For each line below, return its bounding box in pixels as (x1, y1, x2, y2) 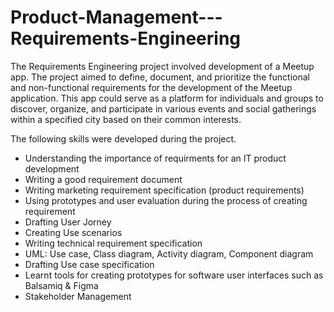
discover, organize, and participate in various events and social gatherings (10, 102, 317, 115)
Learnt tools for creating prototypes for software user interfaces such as (24, 269, 324, 281)
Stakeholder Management (24, 290, 132, 302)
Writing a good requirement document (24, 173, 183, 185)
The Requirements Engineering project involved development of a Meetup (10, 60, 315, 72)
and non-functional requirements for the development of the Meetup (10, 81, 293, 93)
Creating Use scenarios (24, 226, 123, 238)
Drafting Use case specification (24, 258, 155, 270)
